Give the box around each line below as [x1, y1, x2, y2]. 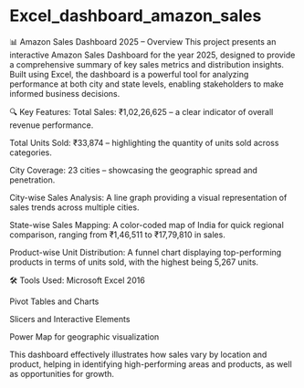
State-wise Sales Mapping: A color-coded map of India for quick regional [9, 219, 285, 230]
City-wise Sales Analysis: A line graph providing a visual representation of [9, 192, 288, 203]
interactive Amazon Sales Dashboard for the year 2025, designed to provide [9, 49, 296, 60]
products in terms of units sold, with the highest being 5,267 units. [9, 257, 258, 267]
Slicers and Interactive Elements [9, 313, 131, 324]
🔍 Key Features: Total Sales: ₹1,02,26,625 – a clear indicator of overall [9, 106, 274, 117]
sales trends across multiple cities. [9, 202, 140, 213]
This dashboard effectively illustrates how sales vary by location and [9, 349, 267, 360]
